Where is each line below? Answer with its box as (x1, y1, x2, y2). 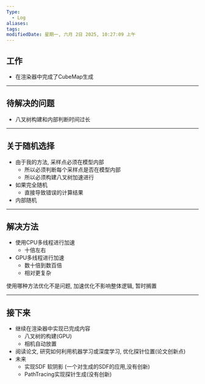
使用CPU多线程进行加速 (15, 239, 75, 246)
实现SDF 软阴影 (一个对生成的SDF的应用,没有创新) (24, 363, 151, 371)
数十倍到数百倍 (24, 261, 62, 269)
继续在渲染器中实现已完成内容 (15, 325, 90, 332)
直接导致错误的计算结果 (24, 188, 84, 196)
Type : (6, 9, 20, 15)
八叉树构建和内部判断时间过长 (15, 115, 90, 123)
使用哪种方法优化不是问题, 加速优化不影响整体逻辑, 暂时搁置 (6, 282, 157, 290)
